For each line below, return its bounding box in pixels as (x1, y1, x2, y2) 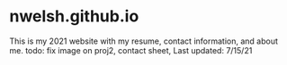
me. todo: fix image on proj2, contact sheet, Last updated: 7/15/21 (9, 45, 253, 55)
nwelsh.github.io (9, 6, 139, 27)
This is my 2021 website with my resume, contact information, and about (9, 36, 279, 46)
